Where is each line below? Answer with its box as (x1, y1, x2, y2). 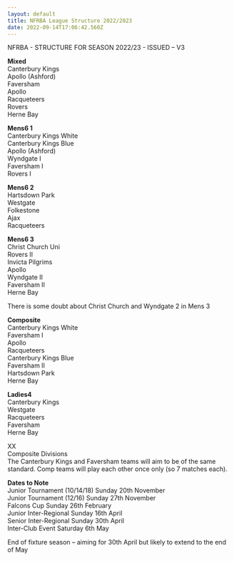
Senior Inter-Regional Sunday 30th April (7, 517, 125, 525)
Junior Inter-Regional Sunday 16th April (7, 509, 123, 517)
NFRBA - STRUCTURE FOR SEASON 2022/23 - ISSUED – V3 (7, 44, 185, 52)
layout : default (7, 10, 56, 18)
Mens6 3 (7, 235, 34, 243)
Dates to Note (7, 479, 49, 487)
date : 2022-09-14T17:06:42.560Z (7, 24, 103, 31)
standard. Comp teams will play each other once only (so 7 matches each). (7, 465, 228, 473)
